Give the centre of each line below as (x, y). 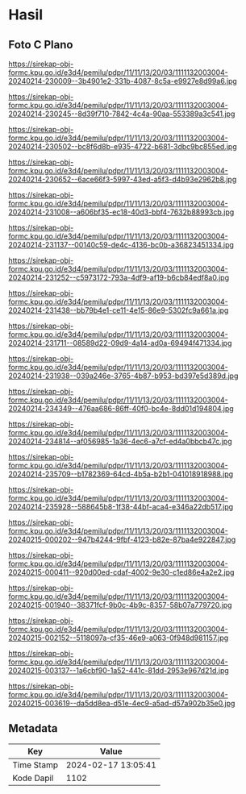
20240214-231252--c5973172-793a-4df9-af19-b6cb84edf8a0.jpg (119, 277)
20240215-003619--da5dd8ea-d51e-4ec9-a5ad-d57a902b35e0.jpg (122, 703)
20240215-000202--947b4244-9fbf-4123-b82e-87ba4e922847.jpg (122, 539)
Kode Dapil (33, 778)
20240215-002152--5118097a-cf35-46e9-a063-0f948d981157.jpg (119, 638)
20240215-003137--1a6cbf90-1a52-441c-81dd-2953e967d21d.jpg (119, 670)
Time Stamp (35, 765)
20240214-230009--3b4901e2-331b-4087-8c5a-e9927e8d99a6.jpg (123, 81)
